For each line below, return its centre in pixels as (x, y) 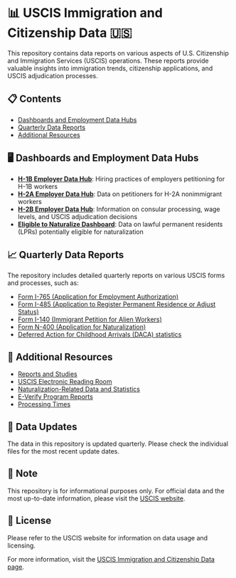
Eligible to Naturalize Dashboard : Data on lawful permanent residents (120, 224)
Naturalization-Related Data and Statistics (79, 389)
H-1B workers (38, 186)
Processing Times (44, 405)
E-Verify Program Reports (55, 397)
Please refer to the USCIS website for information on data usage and (108, 537)
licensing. (21, 545)
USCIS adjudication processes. (53, 75)
